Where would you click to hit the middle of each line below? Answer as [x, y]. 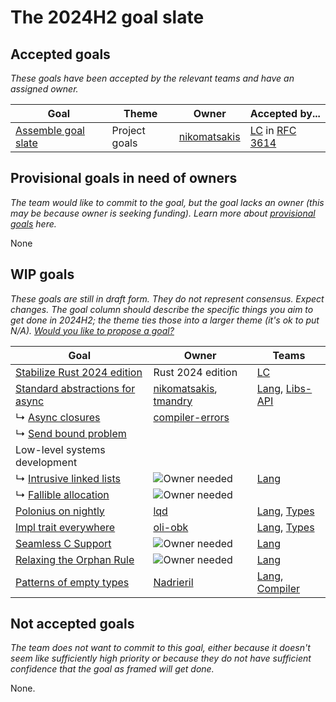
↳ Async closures [58, 417]
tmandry [173, 401]
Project [128, 130]
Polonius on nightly [60, 511]
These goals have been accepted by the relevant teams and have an [152, 78]
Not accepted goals [72, 624]
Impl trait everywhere [65, 527]
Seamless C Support [63, 543]
